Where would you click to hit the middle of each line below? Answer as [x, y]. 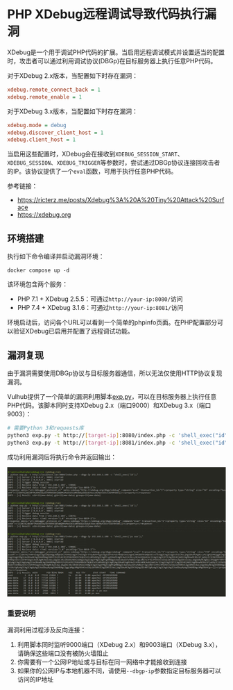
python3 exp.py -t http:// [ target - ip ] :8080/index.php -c [91, 435]
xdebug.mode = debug [37, 125]
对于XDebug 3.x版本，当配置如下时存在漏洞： [73, 111]
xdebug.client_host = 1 [42, 140]
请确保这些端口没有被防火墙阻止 [63, 653]
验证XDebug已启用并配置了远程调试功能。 [73, 331]
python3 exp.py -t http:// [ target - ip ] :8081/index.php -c [91, 443]
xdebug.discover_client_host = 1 [55, 133]
